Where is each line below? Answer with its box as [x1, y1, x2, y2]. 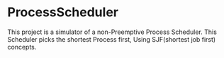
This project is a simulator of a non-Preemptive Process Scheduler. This [7, 28, 218, 36]
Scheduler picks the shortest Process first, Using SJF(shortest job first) [7, 35, 216, 43]
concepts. [7, 42, 37, 51]
